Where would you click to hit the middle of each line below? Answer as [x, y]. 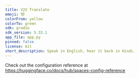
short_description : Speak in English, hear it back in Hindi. [70, 51]
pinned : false [20, 42]
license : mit [18, 46]
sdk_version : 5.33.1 [26, 33]
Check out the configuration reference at [47, 65]
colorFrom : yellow [24, 19]
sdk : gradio [17, 28]
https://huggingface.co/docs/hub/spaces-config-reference [65, 70]
